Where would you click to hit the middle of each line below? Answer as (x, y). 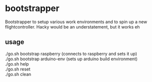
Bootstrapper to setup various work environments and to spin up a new (76, 22)
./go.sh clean (18, 74)
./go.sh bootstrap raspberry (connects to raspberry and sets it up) (71, 54)
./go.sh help (17, 64)
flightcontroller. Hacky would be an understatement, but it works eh (72, 27)
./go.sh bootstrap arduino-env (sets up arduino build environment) (71, 59)
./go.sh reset (18, 69)
